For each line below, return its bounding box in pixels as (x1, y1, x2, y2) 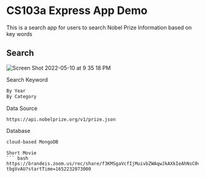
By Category (6, 93, 37, 99)
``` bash (6, 155, 29, 162)
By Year (6, 88, 26, 94)
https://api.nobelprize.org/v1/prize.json (6, 116, 116, 123)
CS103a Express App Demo (6, 4, 148, 18)
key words (6, 30, 32, 37)
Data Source (6, 104, 38, 112)
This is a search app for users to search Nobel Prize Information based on (6, 24, 192, 31)
